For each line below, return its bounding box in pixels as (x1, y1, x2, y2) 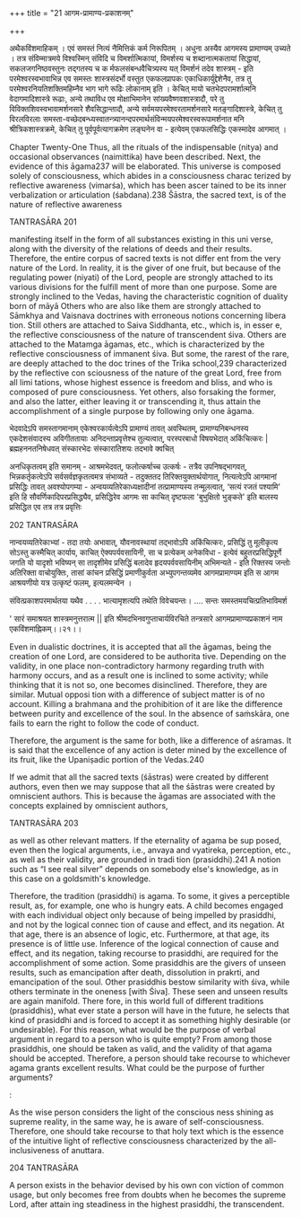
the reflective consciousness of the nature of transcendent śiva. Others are (9, 330, 287, 340)
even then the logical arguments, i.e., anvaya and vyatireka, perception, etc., (9, 844, 291, 855)
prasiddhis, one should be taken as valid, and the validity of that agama (9, 1044, 272, 1054)
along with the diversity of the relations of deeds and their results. (9, 243, 253, 254)
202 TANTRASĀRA (9, 520, 79, 530)
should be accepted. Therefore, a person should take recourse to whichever (9, 1053, 291, 1064)
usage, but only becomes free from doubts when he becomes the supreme (9, 1189, 287, 1200)
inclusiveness (9, 1145, 60, 1155)
